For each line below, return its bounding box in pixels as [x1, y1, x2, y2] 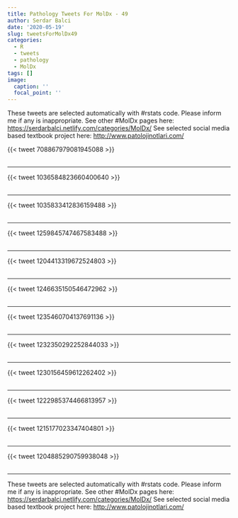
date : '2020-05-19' [7, 23, 65, 30]
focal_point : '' [13, 89, 62, 96]
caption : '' [13, 83, 50, 90]
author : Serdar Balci [7, 17, 72, 24]
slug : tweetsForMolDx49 [7, 30, 78, 38]
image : [7, 76, 27, 84]
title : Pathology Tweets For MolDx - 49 [7, 10, 129, 18]
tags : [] [7, 69, 33, 77]
